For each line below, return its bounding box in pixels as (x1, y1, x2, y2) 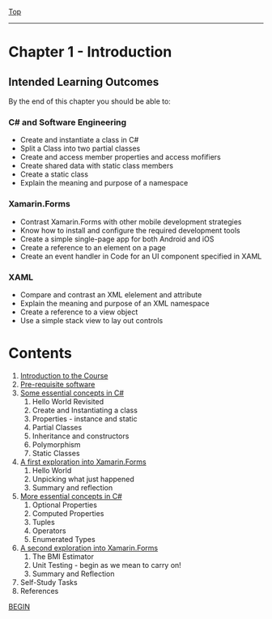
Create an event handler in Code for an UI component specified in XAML (19, 251, 262, 261)
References (19, 586, 59, 596)
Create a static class (19, 169, 89, 179)
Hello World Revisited (32, 396, 104, 406)
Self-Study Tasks (19, 577, 79, 587)
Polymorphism (32, 439, 81, 449)
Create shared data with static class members (19, 161, 174, 171)
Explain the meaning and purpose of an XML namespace (19, 298, 210, 308)
